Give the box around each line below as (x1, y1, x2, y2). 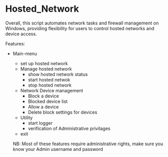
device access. (5, 31, 37, 37)
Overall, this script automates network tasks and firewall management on (5, 20, 159, 26)
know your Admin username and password (12, 146, 103, 152)
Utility (20, 114, 33, 120)
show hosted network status (28, 71, 88, 77)
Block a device (28, 93, 59, 99)
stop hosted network (28, 82, 72, 88)
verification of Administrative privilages (28, 125, 111, 132)
